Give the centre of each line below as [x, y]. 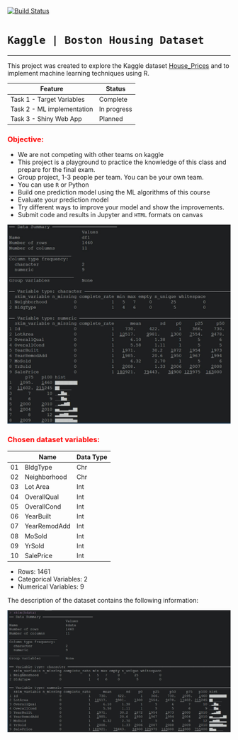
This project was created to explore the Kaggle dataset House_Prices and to [118, 65]
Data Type [92, 457]
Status [116, 89]
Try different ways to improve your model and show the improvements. [121, 207]
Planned [111, 119]
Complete [113, 99]
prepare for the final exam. [56, 169]
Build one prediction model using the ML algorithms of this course [114, 192]
